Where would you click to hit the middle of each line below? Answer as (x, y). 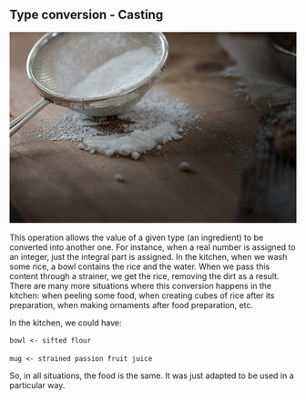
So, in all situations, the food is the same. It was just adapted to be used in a (152, 375)
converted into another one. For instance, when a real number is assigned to (153, 247)
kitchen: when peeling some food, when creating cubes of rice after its (142, 295)
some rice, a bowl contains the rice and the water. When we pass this (140, 266)
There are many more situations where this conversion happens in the (141, 286)
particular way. (37, 385)
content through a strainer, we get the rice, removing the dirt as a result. (144, 276)
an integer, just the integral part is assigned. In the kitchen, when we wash (148, 257)
